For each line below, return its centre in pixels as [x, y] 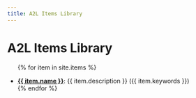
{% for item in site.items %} [57, 67]
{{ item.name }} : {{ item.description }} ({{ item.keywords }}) [103, 81]
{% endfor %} [37, 88]
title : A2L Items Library [45, 14]
